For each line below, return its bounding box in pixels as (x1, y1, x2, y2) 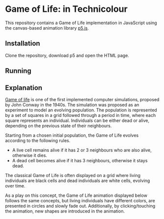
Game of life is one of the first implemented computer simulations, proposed (5, 96, 160, 102)
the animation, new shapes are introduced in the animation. (5, 208, 125, 214)
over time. (5, 182, 26, 188)
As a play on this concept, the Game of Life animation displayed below (5, 192, 147, 198)
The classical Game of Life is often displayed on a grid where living (5, 172, 141, 178)
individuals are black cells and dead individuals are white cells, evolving (5, 178, 150, 183)
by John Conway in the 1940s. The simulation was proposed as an (5, 102, 139, 108)
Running (5, 67, 32, 75)
